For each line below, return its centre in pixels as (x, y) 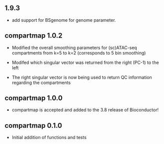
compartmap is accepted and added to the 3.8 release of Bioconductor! (85, 110)
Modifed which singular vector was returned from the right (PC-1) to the (85, 62)
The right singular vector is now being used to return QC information (82, 77)
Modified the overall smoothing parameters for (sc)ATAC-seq (74, 48)
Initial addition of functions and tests (49, 138)
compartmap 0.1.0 (34, 125)
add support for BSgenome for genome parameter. (64, 20)
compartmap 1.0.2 (34, 36)
